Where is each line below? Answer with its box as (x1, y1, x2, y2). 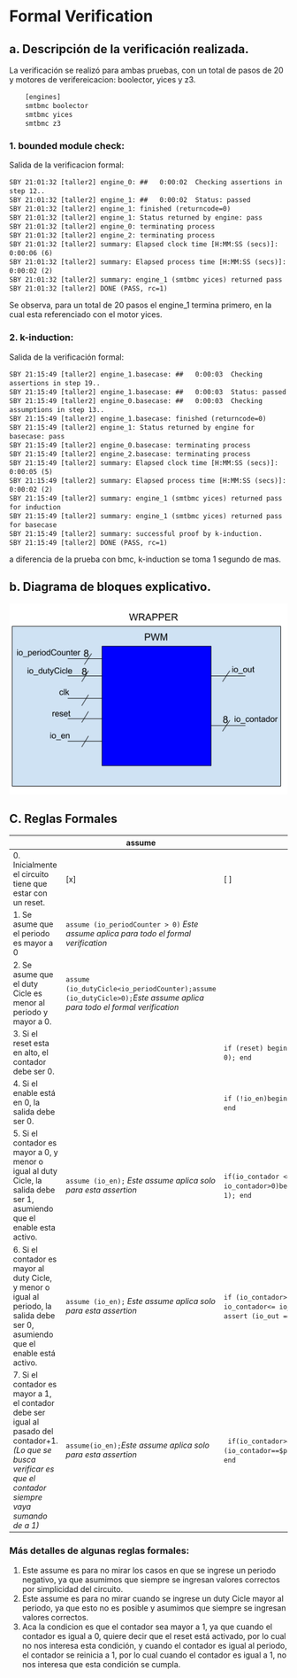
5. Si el (12, 1128, 38, 1139)
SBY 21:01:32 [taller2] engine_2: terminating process (9, 231, 216, 240)
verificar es (12, 1464, 55, 1474)
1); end (224, 1191, 252, 1200)
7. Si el (12, 1369, 38, 1379)
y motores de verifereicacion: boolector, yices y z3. (9, 74, 196, 85)
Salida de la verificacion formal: (9, 159, 125, 170)
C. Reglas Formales (9, 811, 118, 826)
